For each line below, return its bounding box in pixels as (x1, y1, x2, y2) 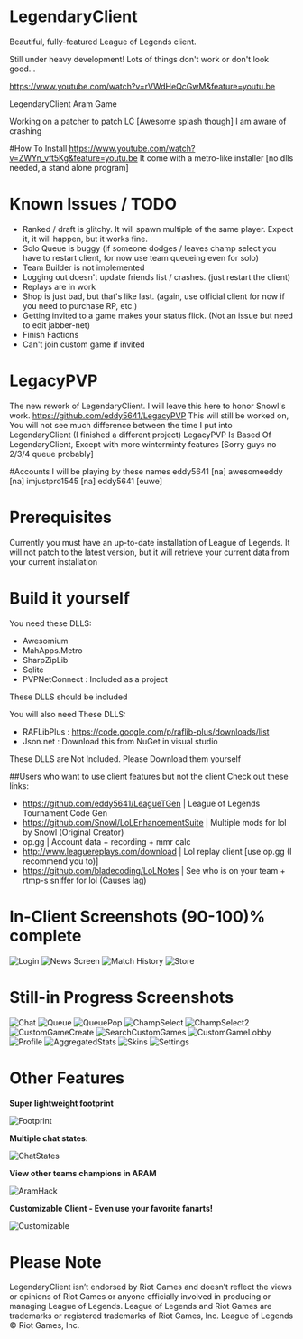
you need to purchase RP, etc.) (22, 300, 138, 311)
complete (9, 925, 82, 946)
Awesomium (22, 635, 69, 646)
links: (9, 780, 30, 791)
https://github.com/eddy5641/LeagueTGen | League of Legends (22, 798, 261, 809)
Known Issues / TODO (9, 194, 178, 214)
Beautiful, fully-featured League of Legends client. (9, 36, 197, 47)
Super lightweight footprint (9, 1098, 115, 1109)
